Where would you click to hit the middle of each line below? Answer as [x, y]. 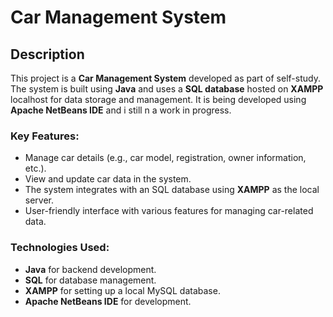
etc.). [35, 168]
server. [39, 200]
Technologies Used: [60, 248]
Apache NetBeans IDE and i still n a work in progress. [121, 110]
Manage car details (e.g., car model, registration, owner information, [165, 158]
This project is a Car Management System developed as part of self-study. [165, 78]
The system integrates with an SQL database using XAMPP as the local [172, 190]
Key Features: [45, 136]
